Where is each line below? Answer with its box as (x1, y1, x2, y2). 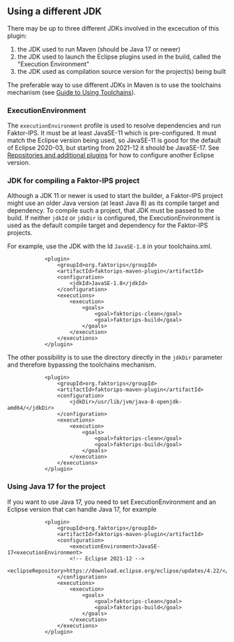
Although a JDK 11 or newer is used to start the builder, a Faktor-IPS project (7, 192, 223, 200)
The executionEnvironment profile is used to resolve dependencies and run (7, 121, 221, 130)
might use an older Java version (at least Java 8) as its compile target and (7, 199, 219, 208)
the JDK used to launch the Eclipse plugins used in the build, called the (17, 52, 221, 61)
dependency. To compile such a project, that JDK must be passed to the (7, 206, 214, 215)
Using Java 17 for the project (7, 482, 106, 491)
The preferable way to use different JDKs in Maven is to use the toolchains (7, 80, 221, 89)
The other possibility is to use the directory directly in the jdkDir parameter (7, 353, 223, 362)
